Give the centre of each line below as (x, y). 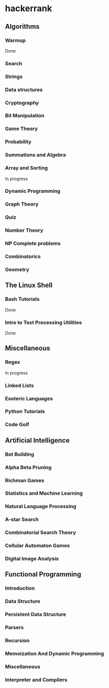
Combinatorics (23, 257)
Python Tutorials (25, 411)
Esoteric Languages (29, 398)
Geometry (17, 270)
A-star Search (22, 520)
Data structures (24, 90)
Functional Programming (43, 574)
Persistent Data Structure (36, 614)
